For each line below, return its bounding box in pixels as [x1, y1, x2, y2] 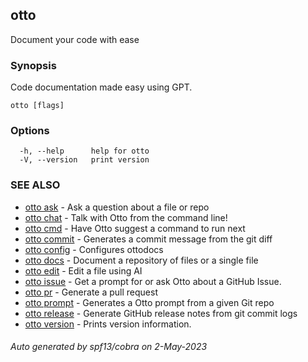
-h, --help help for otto [19, 146, 150, 157]
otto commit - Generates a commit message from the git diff [24, 233, 273, 245]
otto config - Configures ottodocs [24, 243, 164, 255]
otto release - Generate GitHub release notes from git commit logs [24, 307, 298, 319]
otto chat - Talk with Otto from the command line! [24, 211, 228, 223]
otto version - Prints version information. [24, 318, 192, 330]
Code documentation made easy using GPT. [10, 81, 193, 93]
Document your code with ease [10, 33, 140, 45]
